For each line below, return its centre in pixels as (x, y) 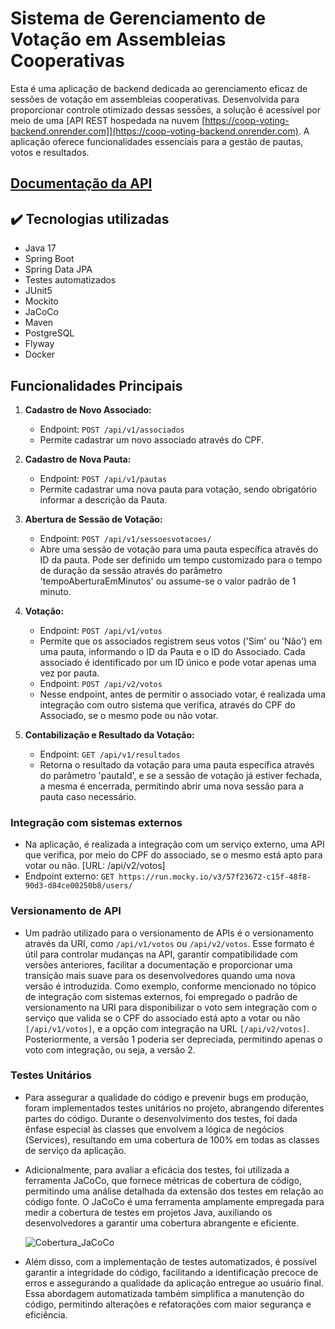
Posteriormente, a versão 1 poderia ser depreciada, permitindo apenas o (173, 1039)
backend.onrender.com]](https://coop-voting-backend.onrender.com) (154, 131)
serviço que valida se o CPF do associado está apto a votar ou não (162, 1018)
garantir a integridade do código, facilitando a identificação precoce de (171, 1272)
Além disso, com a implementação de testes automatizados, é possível (171, 1261)
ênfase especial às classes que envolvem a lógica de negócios (154, 1129)
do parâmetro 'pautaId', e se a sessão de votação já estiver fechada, (181, 775)
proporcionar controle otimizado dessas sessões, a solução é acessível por (165, 109)
